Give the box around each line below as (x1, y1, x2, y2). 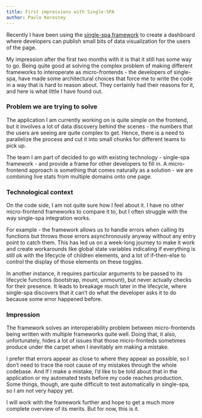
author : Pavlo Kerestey (6, 14, 66, 21)
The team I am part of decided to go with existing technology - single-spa (6, 153, 190, 160)
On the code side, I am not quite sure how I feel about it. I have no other (6, 201, 185, 209)
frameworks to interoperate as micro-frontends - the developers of (6, 68, 173, 75)
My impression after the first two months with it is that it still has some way (6, 55, 192, 63)
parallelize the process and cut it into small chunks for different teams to (6, 135, 186, 142)
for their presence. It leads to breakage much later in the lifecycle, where (6, 283, 187, 290)
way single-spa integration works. (6, 215, 91, 222)
